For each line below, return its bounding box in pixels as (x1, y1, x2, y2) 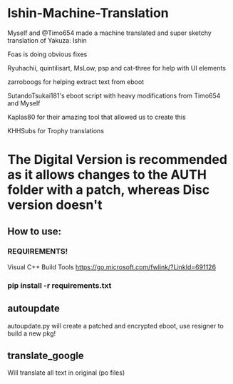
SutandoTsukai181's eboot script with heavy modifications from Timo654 (7, 91, 221, 100)
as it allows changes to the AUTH (7, 167, 207, 183)
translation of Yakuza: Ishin (7, 36, 87, 44)
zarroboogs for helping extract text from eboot (7, 77, 145, 86)
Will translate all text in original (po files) (7, 368, 125, 377)
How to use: (7, 225, 62, 237)
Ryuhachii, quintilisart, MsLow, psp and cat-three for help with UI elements (7, 63, 227, 72)
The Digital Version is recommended (7, 152, 228, 168)
